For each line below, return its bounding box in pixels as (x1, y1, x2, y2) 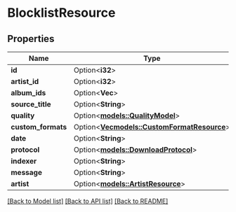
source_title (11, 99, 51, 109)
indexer (11, 156, 37, 166)
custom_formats (11, 122, 67, 132)
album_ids (11, 88, 46, 97)
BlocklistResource (7, 5, 116, 21)
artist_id (11, 77, 39, 86)
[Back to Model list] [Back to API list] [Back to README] (7, 197, 169, 205)
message (11, 168, 42, 177)
